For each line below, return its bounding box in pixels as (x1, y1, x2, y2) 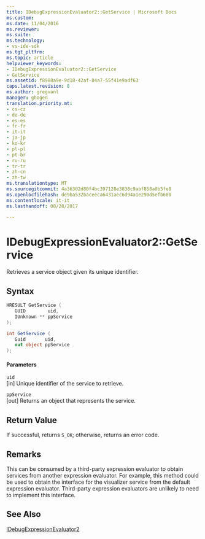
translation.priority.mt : (6, 100, 72, 106)
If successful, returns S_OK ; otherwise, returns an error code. (6, 431, 160, 439)
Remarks (6, 449, 42, 459)
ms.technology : (6, 37, 45, 44)
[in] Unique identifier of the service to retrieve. (6, 380, 124, 387)
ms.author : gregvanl (6, 89, 60, 95)
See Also (6, 509, 41, 519)
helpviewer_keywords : (6, 60, 62, 66)
